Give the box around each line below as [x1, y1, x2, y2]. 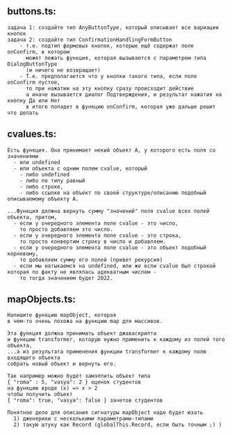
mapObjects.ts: [7, 294, 76, 306]
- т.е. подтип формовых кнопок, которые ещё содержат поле [19, 42, 194, 49]
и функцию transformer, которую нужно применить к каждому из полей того [7, 336, 226, 343]
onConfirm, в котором [7, 48, 70, 55]
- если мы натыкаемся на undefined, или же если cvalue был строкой [13, 262, 216, 269]
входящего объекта [7, 354, 60, 361]
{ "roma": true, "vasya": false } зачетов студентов [7, 397, 163, 404]
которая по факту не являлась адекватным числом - [7, 268, 157, 276]
